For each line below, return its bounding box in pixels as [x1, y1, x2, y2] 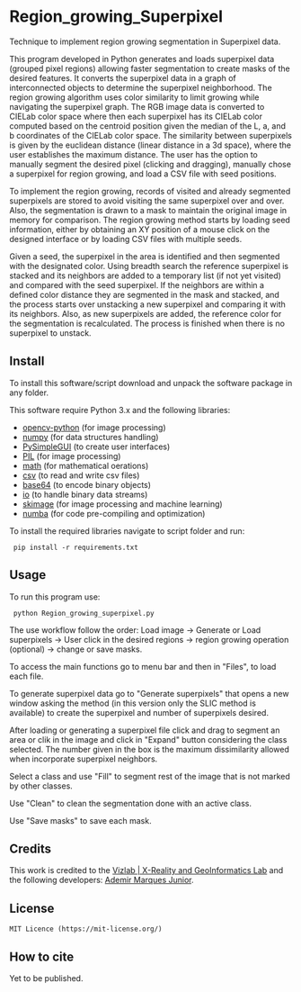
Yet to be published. [9, 973, 84, 983]
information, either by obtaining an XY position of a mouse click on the [9, 223, 270, 235]
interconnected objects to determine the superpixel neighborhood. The [9, 82, 272, 93]
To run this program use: [9, 591, 101, 602]
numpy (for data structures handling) [22, 431, 159, 442]
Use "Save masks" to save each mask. [9, 815, 152, 825]
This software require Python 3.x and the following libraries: [9, 404, 231, 415]
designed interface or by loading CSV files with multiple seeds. [9, 233, 243, 244]
